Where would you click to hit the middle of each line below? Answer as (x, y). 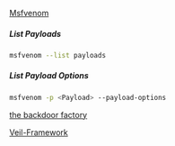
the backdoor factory (48, 114)
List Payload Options (49, 76)
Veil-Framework (39, 132)
